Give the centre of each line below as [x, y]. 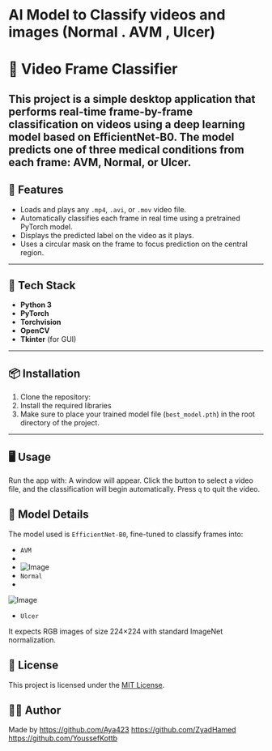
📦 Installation [45, 373]
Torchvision [40, 322]
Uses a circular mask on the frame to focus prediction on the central [134, 244]
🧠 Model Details [49, 515]
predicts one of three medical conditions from [126, 149]
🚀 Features [36, 190]
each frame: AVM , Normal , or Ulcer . [100, 162]
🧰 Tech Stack [42, 285]
